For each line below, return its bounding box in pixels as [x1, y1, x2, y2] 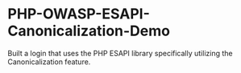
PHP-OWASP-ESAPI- [7, 5, 151, 23]
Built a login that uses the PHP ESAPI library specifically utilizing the [7, 48, 233, 58]
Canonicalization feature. [7, 57, 91, 67]
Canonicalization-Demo [7, 22, 171, 40]
